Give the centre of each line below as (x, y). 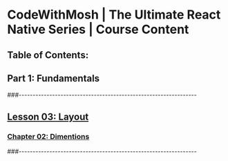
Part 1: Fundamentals (54, 78)
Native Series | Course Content (98, 29)
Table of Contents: (48, 55)
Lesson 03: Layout (48, 116)
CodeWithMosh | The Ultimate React (114, 15)
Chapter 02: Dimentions (48, 136)
